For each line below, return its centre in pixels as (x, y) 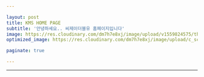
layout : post (23, 17)
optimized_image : (28, 40)
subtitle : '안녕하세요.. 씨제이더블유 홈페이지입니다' (66, 28)
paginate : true (25, 51)
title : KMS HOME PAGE (34, 23)
